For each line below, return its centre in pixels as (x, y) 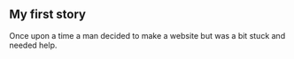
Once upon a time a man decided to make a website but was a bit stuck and (147, 35)
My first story (48, 15)
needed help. (33, 45)
